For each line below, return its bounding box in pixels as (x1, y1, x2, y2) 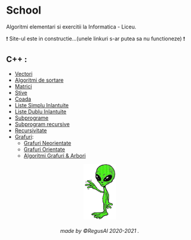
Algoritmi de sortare (14, 76, 64, 84)
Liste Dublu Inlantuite (14, 108, 67, 115)
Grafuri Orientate (23, 146, 65, 153)
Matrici (14, 82, 33, 89)
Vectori (14, 70, 33, 77)
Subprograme (14, 114, 49, 121)
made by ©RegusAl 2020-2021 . (60, 228, 139, 235)
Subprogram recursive (14, 120, 70, 127)
